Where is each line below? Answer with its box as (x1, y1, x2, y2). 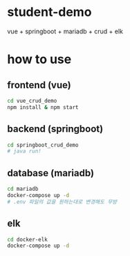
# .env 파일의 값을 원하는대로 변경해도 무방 (7, 198, 118, 205)
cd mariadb (7, 185, 39, 193)
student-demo (7, 4, 92, 20)
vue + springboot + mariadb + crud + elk (7, 27, 123, 35)
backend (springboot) (7, 123, 104, 135)
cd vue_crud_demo (7, 97, 57, 104)
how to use (7, 51, 72, 67)
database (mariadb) (7, 167, 95, 179)
